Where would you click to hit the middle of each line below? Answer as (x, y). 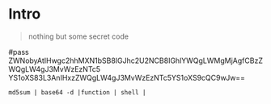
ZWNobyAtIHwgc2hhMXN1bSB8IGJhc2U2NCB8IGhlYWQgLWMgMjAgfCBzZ (135, 60)
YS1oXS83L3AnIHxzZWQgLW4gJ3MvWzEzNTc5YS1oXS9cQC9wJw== (127, 77)
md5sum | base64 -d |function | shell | (78, 92)
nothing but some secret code (78, 36)
